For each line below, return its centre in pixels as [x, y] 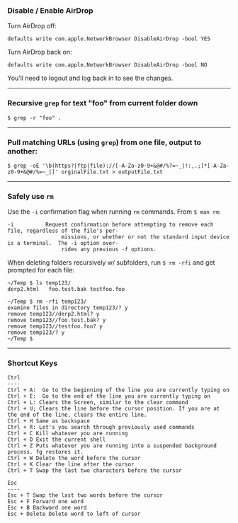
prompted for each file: [41, 270]
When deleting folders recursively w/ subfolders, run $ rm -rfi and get [111, 263]
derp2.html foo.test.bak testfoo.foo [66, 289]
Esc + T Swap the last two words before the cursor [85, 495]
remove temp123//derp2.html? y [53, 314]
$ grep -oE [23, 166]
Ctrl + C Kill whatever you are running [68, 434]
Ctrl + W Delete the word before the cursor [74, 459]
